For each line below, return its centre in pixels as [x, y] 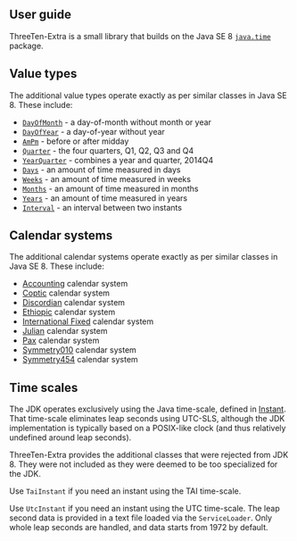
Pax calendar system [61, 341]
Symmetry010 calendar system [79, 350]
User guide [40, 15]
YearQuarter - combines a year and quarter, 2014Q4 [118, 160]
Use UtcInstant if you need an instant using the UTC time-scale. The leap [144, 509]
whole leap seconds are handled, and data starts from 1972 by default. [139, 528]
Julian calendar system [65, 331]
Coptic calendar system [66, 293]
